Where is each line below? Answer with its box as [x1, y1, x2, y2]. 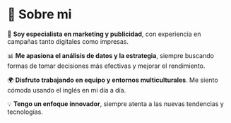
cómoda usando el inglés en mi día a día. [7, 86, 126, 94]
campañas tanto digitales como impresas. [7, 37, 129, 45]
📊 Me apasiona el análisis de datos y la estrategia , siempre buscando [7, 51, 214, 59]
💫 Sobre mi [7, 6, 72, 23]
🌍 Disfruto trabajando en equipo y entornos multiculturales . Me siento [7, 76, 218, 84]
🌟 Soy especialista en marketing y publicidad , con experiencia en [7, 30, 201, 38]
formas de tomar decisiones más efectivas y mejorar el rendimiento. [7, 61, 206, 70]
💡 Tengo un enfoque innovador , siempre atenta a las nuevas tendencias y [7, 99, 224, 108]
